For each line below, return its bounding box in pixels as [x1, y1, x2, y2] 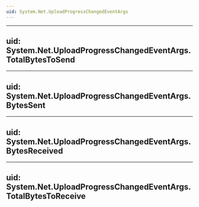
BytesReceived [6, 146, 63, 156]
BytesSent [6, 100, 46, 110]
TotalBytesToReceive [6, 191, 86, 202]
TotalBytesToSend [6, 55, 75, 65]
